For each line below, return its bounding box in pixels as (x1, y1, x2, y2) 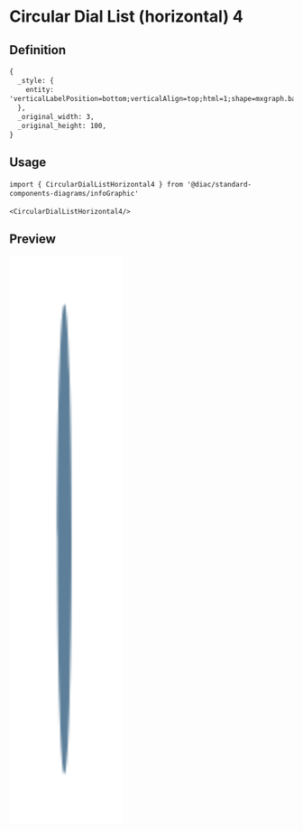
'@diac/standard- (186, 180, 252, 189)
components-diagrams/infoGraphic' (9, 189, 140, 198)
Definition (9, 42, 66, 58)
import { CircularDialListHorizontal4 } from (9, 180, 183, 189)
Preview (9, 232, 57, 247)
